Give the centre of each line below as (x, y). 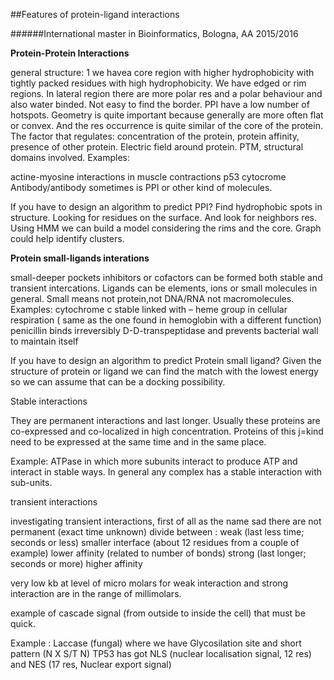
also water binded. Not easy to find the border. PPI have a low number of (160, 104)
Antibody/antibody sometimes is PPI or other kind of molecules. (141, 187)
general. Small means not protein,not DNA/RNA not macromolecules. (152, 298)
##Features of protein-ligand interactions (95, 14)
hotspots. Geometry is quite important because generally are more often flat (167, 115)
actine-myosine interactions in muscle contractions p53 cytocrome (148, 177)
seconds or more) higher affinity (76, 563)
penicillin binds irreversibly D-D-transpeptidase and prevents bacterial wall (164, 330)
